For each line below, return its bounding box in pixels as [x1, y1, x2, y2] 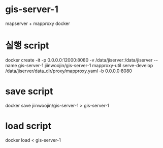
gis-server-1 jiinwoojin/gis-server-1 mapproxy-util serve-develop [18, 62, 153, 68]
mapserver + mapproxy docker [5, 20, 70, 26]
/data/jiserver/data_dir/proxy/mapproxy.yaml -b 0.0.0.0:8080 [5, 68, 132, 74]
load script [5, 121, 52, 132]
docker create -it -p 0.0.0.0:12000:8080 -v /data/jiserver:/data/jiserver [5, 57, 153, 63]
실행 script [5, 40, 49, 51]
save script [5, 85, 53, 97]
